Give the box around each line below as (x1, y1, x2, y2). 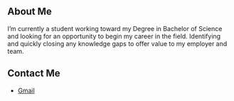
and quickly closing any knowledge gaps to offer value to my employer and (7, 39, 228, 48)
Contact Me (7, 67, 60, 80)
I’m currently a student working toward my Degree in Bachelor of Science (7, 24, 223, 32)
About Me (7, 6, 52, 18)
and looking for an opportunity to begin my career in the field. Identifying (7, 32, 221, 40)
